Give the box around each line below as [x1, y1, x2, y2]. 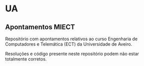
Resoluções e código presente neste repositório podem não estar [5, 51, 139, 57]
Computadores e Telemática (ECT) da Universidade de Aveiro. [5, 41, 133, 47]
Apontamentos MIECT [5, 23, 75, 31]
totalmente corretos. [5, 56, 47, 62]
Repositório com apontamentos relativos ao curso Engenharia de [5, 36, 138, 42]
